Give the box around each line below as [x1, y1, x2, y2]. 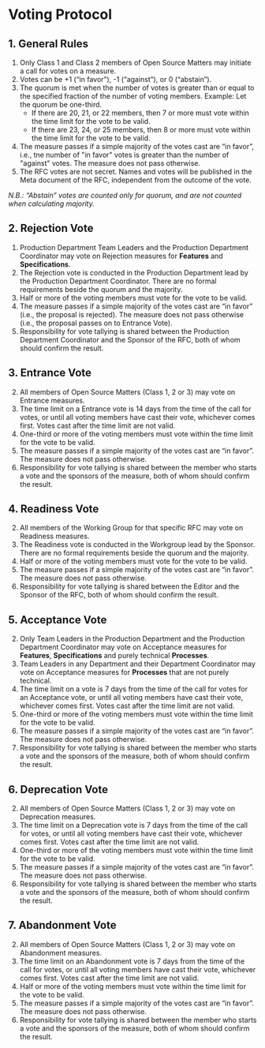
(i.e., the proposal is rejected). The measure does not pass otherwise [19, 309, 244, 319]
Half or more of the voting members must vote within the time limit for [19, 981, 247, 991]
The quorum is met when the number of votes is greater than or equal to [19, 83, 255, 92]
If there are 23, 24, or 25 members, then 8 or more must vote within [31, 125, 251, 134]
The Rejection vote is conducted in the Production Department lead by [19, 268, 248, 277]
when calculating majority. [8, 199, 95, 208]
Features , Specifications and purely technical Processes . [19, 651, 210, 661]
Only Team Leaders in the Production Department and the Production [19, 634, 245, 644]
